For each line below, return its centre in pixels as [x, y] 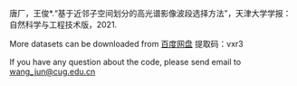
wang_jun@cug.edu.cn [53, 72]
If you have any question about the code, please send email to [125, 62]
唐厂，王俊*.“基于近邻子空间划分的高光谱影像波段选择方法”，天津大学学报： [150, 13]
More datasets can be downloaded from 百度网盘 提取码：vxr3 [126, 44]
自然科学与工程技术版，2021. [63, 24]
